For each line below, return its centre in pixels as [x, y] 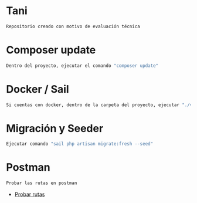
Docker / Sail [38, 89]
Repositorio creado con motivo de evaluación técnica [73, 26]
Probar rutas [30, 194]
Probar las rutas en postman [42, 183]
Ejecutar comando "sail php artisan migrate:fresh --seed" [80, 144]
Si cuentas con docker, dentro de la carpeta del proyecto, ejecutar [93, 105]
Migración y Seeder [55, 128]
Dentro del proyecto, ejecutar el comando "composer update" [82, 66]
